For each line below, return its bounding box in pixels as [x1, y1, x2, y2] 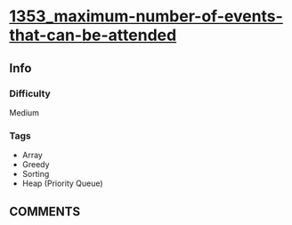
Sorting [21, 169, 50, 180]
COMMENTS [9, 204, 81, 219]
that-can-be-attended [9, 25, 177, 45]
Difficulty [9, 87, 51, 100]
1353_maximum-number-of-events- [9, 6, 283, 27]
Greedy [21, 159, 51, 170]
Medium [9, 107, 40, 117]
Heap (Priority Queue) [21, 178, 104, 189]
